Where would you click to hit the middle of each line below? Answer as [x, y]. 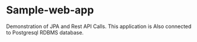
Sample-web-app [50, 10]
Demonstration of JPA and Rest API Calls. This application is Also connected [99, 26]
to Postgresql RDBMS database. [45, 32]
